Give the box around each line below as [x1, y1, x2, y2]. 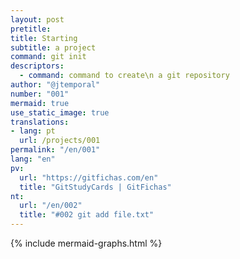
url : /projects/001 [19, 136, 101, 146]
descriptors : [10, 61, 65, 71]
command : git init [10, 52, 87, 62]
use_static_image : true [10, 107, 110, 118]
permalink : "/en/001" [10, 145, 101, 155]
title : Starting [10, 33, 78, 43]
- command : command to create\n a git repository [19, 71, 230, 81]
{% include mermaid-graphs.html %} [10, 237, 163, 249]
